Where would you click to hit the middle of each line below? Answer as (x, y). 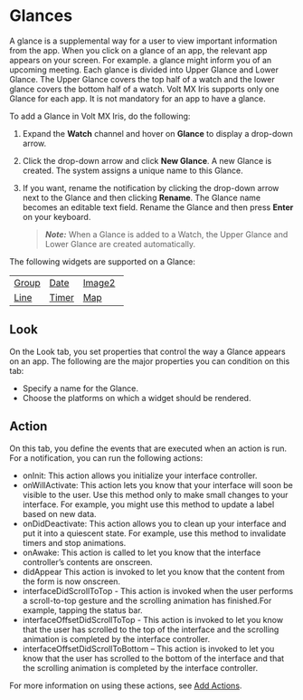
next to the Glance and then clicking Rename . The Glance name (142, 197)
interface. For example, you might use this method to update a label (148, 504)
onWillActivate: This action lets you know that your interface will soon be (158, 484)
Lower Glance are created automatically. (120, 244)
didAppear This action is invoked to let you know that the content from (153, 571)
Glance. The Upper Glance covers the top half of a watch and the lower (142, 79)
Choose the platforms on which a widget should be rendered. (137, 398)
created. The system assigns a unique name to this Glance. (133, 170)
